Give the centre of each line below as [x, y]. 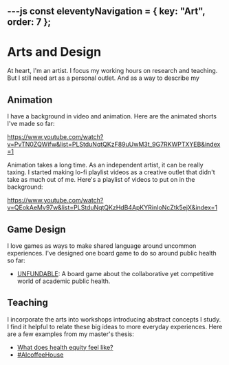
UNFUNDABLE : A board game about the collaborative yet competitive [116, 273]
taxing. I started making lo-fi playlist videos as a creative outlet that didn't [111, 172]
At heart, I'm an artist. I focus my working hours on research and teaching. [112, 71]
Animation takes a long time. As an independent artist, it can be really [106, 165]
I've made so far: [31, 124]
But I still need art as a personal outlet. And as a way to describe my [103, 78]
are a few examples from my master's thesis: [70, 334]
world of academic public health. [64, 281]
